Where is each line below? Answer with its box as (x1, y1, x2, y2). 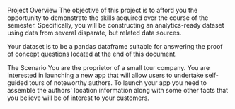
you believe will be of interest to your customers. (7, 93, 150, 102)
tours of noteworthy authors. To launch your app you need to (29, 79, 207, 87)
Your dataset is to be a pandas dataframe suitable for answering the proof (7, 42, 223, 50)
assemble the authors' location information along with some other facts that (7, 86, 229, 94)
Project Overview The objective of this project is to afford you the (7, 6, 198, 14)
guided (7, 79, 28, 87)
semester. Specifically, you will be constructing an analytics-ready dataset (7, 21, 224, 29)
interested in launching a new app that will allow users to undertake (7, 71, 204, 79)
